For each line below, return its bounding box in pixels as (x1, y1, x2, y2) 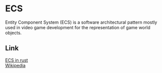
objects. (5, 30, 22, 36)
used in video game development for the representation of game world (5, 24, 151, 30)
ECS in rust (5, 57, 28, 63)
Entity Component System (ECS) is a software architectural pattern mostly (5, 19, 158, 25)
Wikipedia (5, 62, 26, 68)
